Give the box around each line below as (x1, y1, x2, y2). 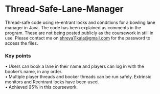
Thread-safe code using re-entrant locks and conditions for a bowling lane (5, 19, 156, 25)
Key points (5, 52, 31, 59)
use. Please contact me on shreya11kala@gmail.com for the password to (5, 35, 151, 41)
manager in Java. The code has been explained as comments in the (5, 24, 141, 30)
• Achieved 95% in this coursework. (5, 84, 78, 90)
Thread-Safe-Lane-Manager (5, 3, 124, 15)
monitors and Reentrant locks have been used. (5, 79, 99, 85)
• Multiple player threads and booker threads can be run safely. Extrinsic (5, 74, 152, 80)
